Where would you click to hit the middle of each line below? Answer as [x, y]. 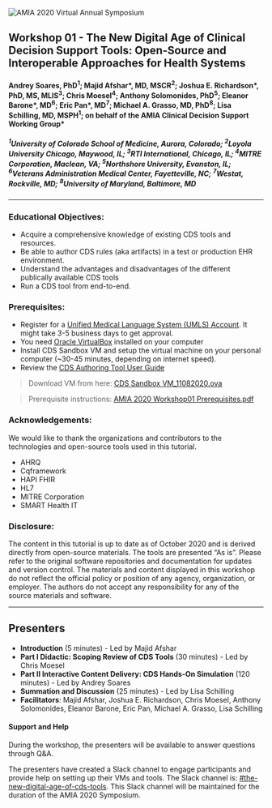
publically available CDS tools [69, 278]
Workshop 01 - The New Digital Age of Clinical [127, 38]
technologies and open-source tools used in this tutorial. [102, 447]
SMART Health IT [49, 505]
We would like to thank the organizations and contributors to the [115, 438]
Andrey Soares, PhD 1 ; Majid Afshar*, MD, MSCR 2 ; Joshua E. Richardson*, [134, 84]
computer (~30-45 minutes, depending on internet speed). [118, 359]
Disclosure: [32, 526]
